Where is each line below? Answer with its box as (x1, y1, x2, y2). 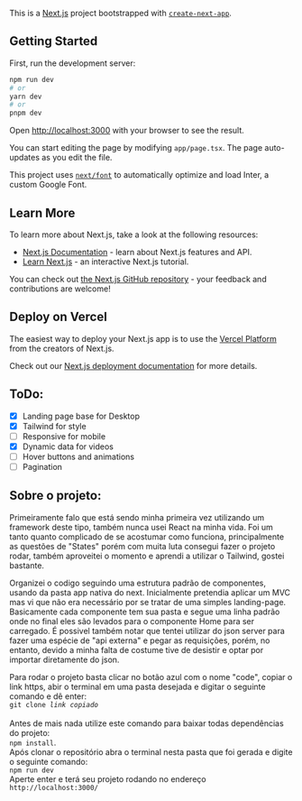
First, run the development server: (9, 58, 136, 69)
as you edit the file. (41, 152, 113, 163)
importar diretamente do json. (9, 654, 120, 665)
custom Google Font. (9, 180, 87, 190)
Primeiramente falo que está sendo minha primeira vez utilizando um (9, 511, 264, 522)
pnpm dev (9, 108, 42, 118)
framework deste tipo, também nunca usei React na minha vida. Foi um (9, 521, 273, 532)
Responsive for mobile (22, 430, 106, 441)
